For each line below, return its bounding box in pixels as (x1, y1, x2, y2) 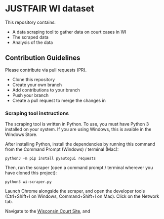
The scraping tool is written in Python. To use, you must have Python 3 (5, 121, 149, 127)
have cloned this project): (5, 170, 57, 176)
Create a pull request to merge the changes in (12, 97, 106, 103)
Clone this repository (12, 76, 55, 82)
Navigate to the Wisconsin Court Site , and (5, 208, 90, 214)
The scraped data (12, 34, 48, 40)
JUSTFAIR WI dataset (5, 3, 95, 14)
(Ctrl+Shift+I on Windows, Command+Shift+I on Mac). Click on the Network (5, 193, 160, 199)
